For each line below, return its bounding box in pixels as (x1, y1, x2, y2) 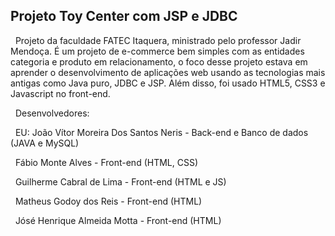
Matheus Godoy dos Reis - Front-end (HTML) (14, 195, 203, 207)
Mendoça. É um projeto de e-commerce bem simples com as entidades (10, 45, 305, 57)
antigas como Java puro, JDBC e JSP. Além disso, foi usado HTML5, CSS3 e (10, 77, 326, 89)
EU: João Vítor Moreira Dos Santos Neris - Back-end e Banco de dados (14, 126, 309, 138)
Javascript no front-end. (10, 87, 111, 99)
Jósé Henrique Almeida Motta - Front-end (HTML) (14, 214, 222, 226)
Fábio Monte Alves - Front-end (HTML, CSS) (14, 156, 199, 168)
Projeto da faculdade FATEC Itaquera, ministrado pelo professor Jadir (14, 34, 302, 46)
